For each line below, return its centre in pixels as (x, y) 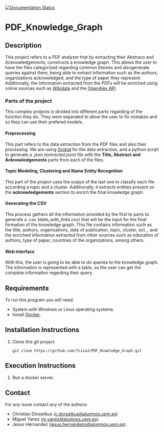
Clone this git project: (34, 341)
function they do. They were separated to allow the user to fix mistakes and (81, 117)
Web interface (20, 251)
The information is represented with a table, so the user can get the (73, 268)
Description (23, 45)
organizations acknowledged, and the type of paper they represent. (73, 78)
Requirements (27, 288)
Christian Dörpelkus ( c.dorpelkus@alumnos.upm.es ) (65, 414)
